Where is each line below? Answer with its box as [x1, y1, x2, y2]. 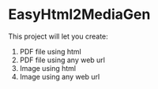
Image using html [19, 63, 77, 72]
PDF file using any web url [19, 55, 105, 65]
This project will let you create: [8, 32, 108, 41]
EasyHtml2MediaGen [8, 6, 151, 24]
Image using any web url [19, 72, 100, 81]
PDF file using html [19, 46, 81, 56]
